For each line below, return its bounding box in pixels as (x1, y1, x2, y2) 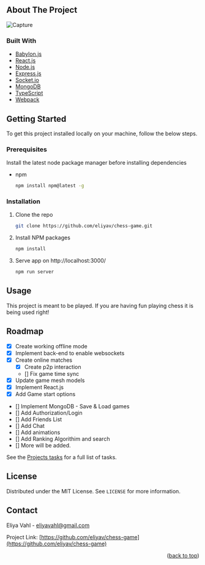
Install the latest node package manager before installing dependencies (6, 159, 187, 167)
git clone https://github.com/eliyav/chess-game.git (15, 223, 153, 229)
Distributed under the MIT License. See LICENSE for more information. (6, 487, 181, 495)
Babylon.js (15, 50, 42, 58)
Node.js (15, 64, 35, 71)
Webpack (15, 96, 40, 103)
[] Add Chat (15, 422, 45, 430)
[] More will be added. (15, 442, 72, 449)
